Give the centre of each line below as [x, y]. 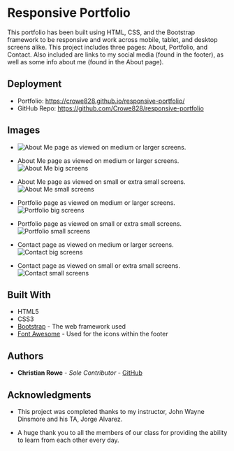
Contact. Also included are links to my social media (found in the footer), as [116, 55]
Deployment [35, 84]
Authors [25, 356]
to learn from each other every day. [68, 440]
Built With [29, 295]
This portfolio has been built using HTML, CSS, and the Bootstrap [101, 32]
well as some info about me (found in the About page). [86, 62]
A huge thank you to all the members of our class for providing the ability [122, 432]
